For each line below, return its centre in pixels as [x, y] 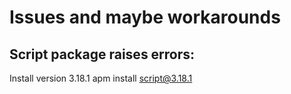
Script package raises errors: [102, 54]
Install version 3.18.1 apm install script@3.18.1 [101, 78]
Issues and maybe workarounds [145, 17]
